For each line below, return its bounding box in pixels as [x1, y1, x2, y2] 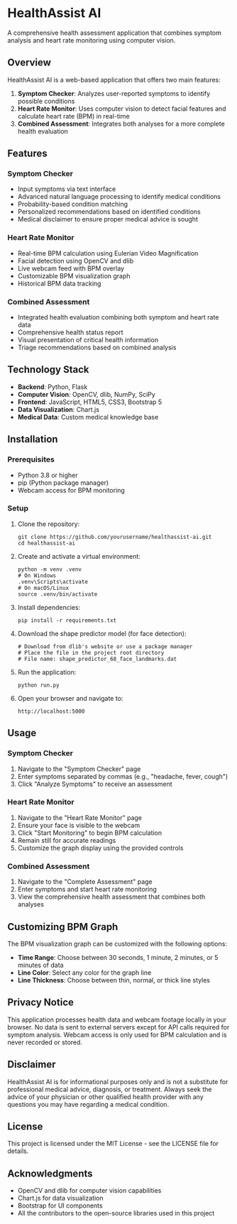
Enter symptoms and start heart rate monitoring [17, 885, 158, 894]
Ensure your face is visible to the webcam [17, 821, 140, 829]
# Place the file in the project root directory [17, 649, 165, 656]
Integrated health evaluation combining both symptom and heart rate [17, 313, 219, 322]
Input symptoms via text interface [17, 185, 116, 193]
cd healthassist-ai [17, 540, 76, 547]
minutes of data [17, 961, 64, 969]
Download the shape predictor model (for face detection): [17, 629, 187, 638]
